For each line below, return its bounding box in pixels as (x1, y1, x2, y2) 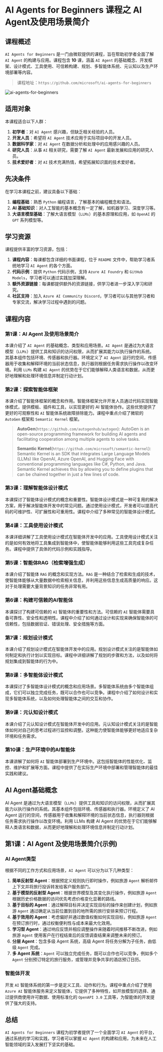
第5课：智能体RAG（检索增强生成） (5, 559, 88, 566)
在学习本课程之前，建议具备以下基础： (5, 188, 81, 194)
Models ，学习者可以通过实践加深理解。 (12, 275, 89, 281)
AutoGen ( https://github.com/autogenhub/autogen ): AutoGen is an (16, 426, 149, 432)
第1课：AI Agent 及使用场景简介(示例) (5, 840, 118, 848)
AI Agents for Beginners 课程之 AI (5, 4, 142, 16)
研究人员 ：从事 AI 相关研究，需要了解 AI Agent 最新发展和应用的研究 (12, 147, 149, 153)
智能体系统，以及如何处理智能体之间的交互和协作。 (13, 696, 115, 701)
